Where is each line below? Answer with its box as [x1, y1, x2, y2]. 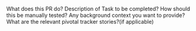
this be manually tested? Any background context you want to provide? [6, 12, 185, 19]
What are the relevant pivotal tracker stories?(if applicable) [6, 18, 154, 25]
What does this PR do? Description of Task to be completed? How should [6, 5, 191, 12]
